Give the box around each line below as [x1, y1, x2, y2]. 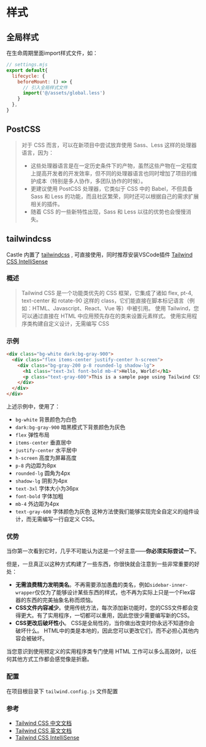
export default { [6, 67, 48, 74]
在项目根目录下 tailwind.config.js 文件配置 [6, 688, 118, 695]
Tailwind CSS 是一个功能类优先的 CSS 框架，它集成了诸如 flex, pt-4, [21, 289, 193, 296]
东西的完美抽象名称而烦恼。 [26, 596, 96, 604]
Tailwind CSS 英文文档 [15, 727, 72, 734]
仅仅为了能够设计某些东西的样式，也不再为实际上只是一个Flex [34, 589, 191, 596]
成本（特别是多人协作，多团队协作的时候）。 [36, 177, 147, 185]
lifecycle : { [12, 73, 45, 79]
